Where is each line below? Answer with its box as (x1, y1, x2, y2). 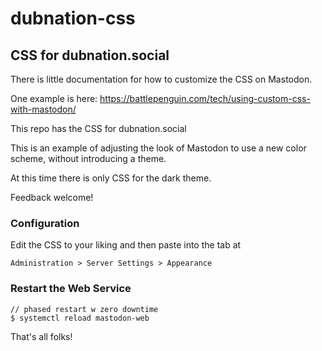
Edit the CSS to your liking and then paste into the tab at (10, 239, 242, 251)
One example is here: (10, 93, 98, 104)
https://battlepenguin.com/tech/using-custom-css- (99, 93, 311, 104)
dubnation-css (10, 7, 136, 30)
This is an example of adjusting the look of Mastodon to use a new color (10, 142, 307, 154)
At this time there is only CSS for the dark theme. (10, 172, 212, 184)
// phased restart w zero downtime (10, 304, 159, 314)
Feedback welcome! (10, 192, 94, 203)
